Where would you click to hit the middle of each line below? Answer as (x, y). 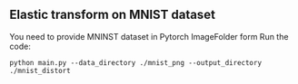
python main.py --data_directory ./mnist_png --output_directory (135, 62)
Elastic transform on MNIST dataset (113, 15)
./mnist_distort (40, 70)
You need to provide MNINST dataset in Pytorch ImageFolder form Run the (149, 36)
